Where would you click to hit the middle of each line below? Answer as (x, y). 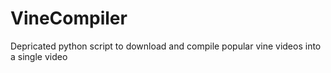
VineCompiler (69, 18)
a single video (39, 56)
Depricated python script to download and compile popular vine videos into (166, 46)
